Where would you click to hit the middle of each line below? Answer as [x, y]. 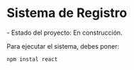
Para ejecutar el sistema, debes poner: [63, 46]
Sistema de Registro [67, 13]
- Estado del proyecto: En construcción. [65, 33]
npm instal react [32, 59]
